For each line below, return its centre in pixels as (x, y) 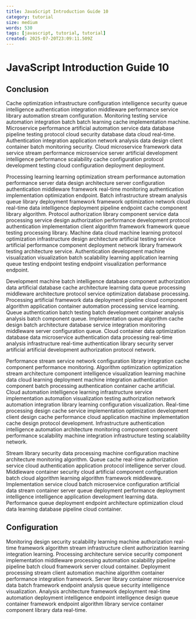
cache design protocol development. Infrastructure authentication (85, 423)
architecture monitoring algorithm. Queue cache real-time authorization (92, 459)
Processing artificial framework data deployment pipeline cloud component (97, 300)
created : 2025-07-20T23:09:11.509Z (49, 39)
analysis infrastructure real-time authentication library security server (90, 343)
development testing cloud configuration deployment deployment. (86, 165)
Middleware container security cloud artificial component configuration (92, 472)
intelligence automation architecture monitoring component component (92, 429)
